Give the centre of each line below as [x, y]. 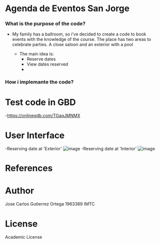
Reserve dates [41, 59]
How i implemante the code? [40, 82]
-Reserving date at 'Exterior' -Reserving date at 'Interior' [71, 149]
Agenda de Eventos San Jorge [67, 9]
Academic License [24, 237]
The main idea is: [37, 54]
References [29, 168]
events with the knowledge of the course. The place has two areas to [81, 39]
